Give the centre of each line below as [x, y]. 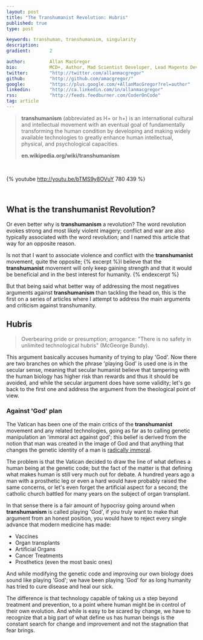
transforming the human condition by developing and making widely [106, 131]
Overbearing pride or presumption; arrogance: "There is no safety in [106, 339]
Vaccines [26, 536]
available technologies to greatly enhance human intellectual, [97, 137]
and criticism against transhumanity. [51, 305]
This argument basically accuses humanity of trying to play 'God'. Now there [101, 357]
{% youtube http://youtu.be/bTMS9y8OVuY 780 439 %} [76, 179]
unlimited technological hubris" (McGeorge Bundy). [85, 345]
